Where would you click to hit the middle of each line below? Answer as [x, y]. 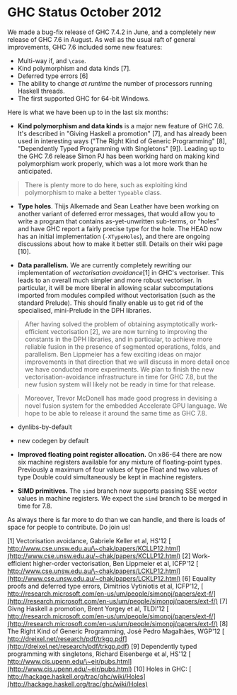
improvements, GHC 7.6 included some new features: [85, 47]
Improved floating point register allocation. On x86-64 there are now [120, 454]
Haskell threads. [41, 91]
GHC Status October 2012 [85, 12]
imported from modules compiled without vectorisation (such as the [116, 295]
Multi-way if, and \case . [52, 60]
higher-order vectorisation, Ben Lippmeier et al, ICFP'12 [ [116, 563]
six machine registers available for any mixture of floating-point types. [120, 462]
